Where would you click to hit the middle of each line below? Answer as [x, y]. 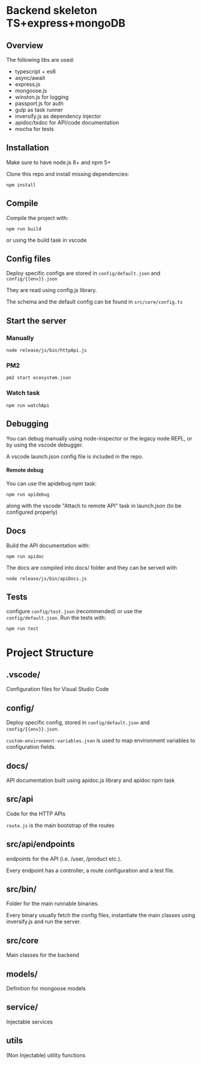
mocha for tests [34, 129]
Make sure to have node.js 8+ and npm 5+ [58, 162]
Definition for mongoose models [46, 989]
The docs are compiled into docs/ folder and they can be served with [91, 567]
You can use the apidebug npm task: [52, 483]
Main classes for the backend [43, 955]
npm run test [22, 629]
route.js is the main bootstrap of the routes [61, 825]
